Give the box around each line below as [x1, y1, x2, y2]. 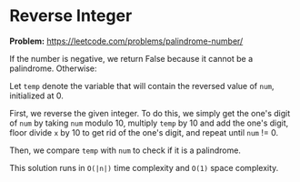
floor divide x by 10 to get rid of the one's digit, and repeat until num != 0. [9, 126, 279, 137]
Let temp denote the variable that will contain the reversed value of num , [9, 80, 275, 91]
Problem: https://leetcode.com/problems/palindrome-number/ [9, 35, 244, 46]
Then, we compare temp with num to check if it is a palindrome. [9, 145, 241, 156]
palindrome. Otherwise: [9, 63, 97, 74]
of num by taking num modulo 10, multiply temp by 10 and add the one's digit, [9, 117, 289, 128]
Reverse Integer [9, 5, 133, 26]
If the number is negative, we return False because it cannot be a [9, 53, 254, 64]
